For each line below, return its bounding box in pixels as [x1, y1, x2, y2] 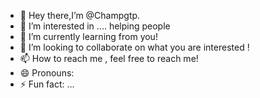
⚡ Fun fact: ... [19, 78, 75, 90]
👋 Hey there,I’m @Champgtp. [19, 10, 141, 21]
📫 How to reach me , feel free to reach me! [19, 53, 199, 64]
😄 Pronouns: [19, 67, 75, 79]
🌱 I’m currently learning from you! [19, 31, 158, 42]
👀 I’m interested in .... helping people [19, 20, 171, 32]
